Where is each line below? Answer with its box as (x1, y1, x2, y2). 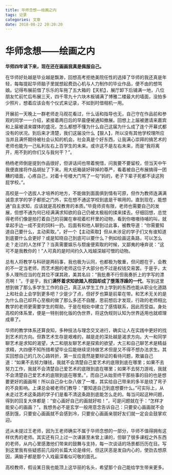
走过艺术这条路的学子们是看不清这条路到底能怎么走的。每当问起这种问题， (9, 391, 167, 398)
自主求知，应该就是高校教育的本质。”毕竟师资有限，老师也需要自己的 (12, 203, 155, 209)
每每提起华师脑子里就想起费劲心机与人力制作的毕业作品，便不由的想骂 (14, 80, 162, 87)
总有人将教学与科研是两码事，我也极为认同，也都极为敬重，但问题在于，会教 (5, 259, 167, 265)
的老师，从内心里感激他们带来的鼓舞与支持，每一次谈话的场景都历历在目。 (5, 441, 162, 447)
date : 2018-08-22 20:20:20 (5, 22, 63, 27)
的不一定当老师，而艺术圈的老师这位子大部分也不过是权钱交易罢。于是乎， (5, 265, 162, 272)
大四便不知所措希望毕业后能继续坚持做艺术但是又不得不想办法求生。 (18, 346, 162, 353)
